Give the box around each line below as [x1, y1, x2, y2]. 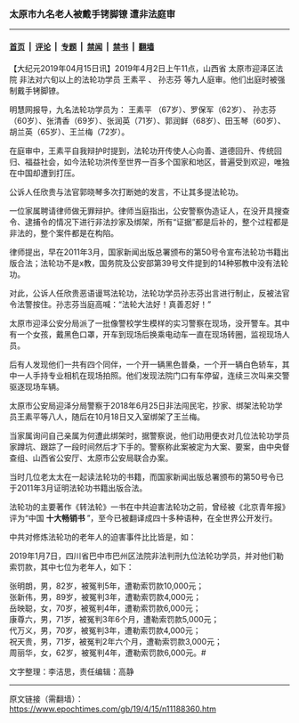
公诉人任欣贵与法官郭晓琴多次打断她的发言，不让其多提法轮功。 [9, 186, 243, 197]
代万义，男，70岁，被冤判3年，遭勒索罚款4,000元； [9, 625, 201, 636]
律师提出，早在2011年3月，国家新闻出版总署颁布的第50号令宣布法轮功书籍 [9, 247, 282, 257]
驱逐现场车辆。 [9, 381, 64, 392]
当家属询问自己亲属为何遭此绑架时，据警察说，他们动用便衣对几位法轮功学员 [9, 430, 290, 441]
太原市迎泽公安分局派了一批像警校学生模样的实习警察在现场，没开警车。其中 [9, 318, 290, 329]
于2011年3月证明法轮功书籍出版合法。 [9, 483, 148, 493]
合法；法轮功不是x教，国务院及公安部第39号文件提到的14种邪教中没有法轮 [16, 257, 289, 268]
